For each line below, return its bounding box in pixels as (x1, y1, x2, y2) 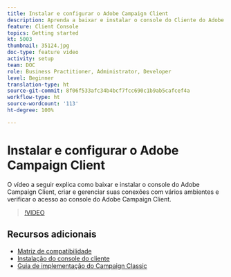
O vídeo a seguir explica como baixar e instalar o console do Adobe (7, 180, 200, 188)
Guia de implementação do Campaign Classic (17, 261, 147, 270)
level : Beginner (7, 74, 54, 82)
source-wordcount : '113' (7, 100, 79, 107)
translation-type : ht (7, 81, 70, 88)
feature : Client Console (7, 23, 79, 30)
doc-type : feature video (7, 49, 79, 56)
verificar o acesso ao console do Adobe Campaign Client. (7, 195, 172, 203)
